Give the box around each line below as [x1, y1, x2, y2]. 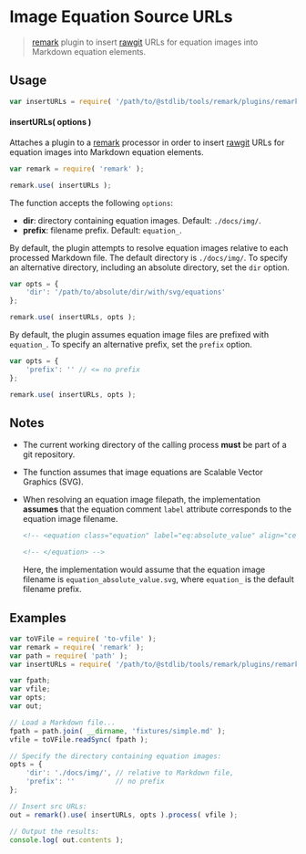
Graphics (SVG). [22, 476, 84, 487]
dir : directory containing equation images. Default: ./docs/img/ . [22, 214, 261, 225]
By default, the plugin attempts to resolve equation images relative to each [9, 242, 289, 253]
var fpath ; [9, 676, 51, 685]
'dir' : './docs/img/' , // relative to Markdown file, [25, 768, 234, 777]
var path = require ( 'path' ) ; [9, 651, 128, 661]
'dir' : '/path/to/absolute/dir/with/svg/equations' [25, 287, 226, 297]
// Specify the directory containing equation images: [9, 751, 222, 761]
